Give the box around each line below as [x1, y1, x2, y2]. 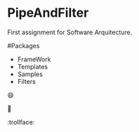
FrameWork [17, 54, 51, 64]
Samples [17, 70, 44, 78]
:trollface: [7, 117, 35, 126]
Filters [17, 77, 37, 85]
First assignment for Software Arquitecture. [7, 28, 133, 36]
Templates [17, 62, 48, 71]
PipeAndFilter [7, 5, 89, 21]
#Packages [7, 41, 40, 50]
